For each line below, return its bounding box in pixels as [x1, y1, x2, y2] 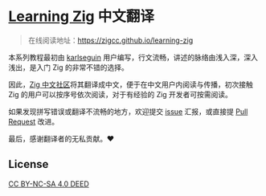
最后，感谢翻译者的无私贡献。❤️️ [8, 133, 115, 143]
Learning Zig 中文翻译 [8, 7, 154, 26]
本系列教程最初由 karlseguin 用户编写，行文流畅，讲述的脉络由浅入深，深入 [8, 52, 259, 62]
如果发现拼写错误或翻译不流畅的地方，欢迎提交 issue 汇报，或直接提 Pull [8, 106, 248, 116]
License [8, 157, 49, 171]
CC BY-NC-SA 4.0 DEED [8, 178, 90, 189]
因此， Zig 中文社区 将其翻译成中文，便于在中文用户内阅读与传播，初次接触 [8, 80, 253, 89]
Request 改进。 [8, 116, 59, 126]
